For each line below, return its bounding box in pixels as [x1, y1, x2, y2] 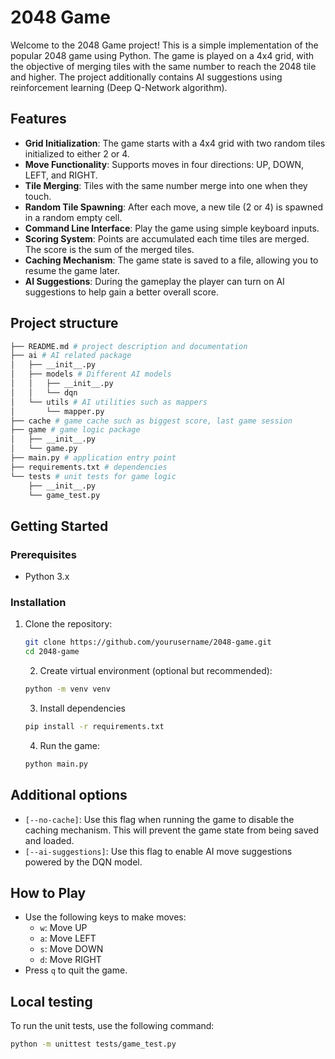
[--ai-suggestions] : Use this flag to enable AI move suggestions [24, 845, 293, 857]
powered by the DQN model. [24, 856, 143, 868]
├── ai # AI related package [10, 351, 132, 361]
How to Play [10, 885, 87, 901]
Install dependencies [39, 702, 126, 715]
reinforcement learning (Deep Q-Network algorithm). [10, 81, 228, 93]
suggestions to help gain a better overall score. [24, 286, 219, 298]
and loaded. [24, 834, 75, 846]
